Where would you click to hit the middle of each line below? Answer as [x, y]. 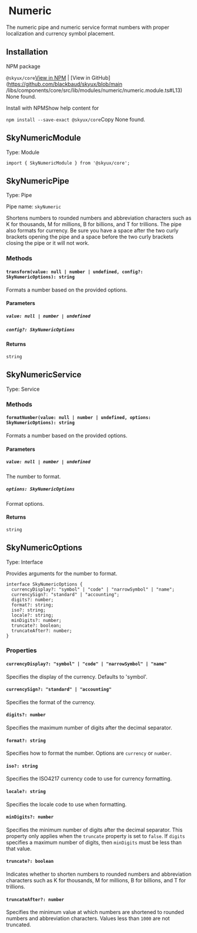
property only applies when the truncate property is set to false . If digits [96, 836]
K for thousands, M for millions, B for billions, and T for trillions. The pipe [94, 224]
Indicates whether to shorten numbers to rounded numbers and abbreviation [99, 874]
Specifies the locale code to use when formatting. [66, 804]
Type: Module [23, 152]
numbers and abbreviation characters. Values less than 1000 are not [88, 918]
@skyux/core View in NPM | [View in [48, 77]
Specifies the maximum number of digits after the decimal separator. [89, 728]
